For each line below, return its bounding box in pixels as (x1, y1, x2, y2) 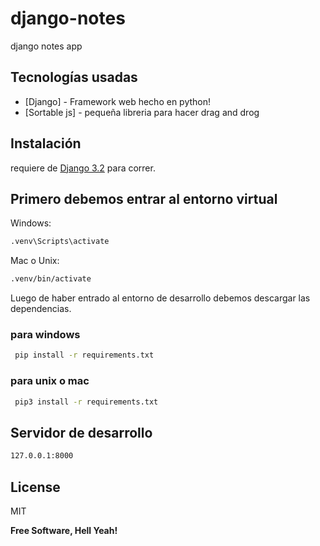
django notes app (10, 40, 83, 52)
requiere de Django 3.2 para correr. (10, 162, 156, 174)
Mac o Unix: (10, 255, 60, 267)
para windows (10, 328, 81, 342)
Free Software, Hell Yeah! (10, 524, 118, 536)
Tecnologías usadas (10, 69, 138, 86)
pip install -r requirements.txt (14, 350, 155, 361)
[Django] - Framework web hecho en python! (24, 95, 212, 107)
